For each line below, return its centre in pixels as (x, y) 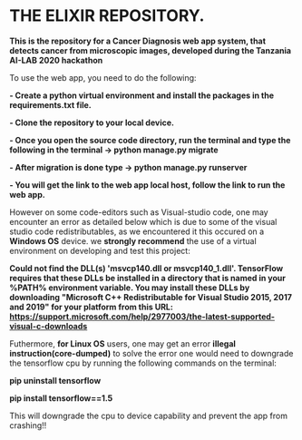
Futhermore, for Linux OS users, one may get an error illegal (122, 343)
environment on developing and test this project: (100, 250)
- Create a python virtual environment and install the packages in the (142, 95)
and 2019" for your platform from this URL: (92, 307)
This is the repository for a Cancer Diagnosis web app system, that (137, 41)
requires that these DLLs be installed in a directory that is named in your (147, 278)
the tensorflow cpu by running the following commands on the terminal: (143, 363)
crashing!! (28, 425)
